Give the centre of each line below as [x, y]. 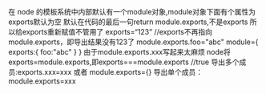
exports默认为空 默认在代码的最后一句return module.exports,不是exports [128, 22]
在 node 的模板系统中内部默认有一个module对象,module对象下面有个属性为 [132, 12]
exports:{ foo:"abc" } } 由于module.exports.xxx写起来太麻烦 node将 [119, 52]
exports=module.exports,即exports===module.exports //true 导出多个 [124, 62]
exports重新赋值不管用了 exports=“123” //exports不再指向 [117, 32]
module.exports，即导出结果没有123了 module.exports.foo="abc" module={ [133, 42]
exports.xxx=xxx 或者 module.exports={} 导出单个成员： [110, 72]
